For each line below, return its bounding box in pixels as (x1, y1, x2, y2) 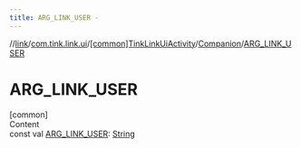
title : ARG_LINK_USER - (9, 13, 100, 23)
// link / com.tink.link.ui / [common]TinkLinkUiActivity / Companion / (9, 38, 245, 49)
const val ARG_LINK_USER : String (9, 128, 136, 139)
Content (9, 118, 40, 129)
